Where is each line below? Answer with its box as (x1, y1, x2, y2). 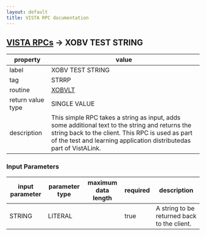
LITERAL (48, 211, 73, 220)
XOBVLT (51, 86, 75, 94)
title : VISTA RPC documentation (6, 15, 89, 21)
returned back (156, 211, 197, 220)
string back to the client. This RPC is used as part (51, 129, 193, 137)
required (124, 186, 150, 194)
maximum (88, 178, 118, 187)
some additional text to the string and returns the (51, 121, 192, 129)
